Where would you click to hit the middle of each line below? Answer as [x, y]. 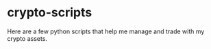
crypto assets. [27, 38]
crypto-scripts [50, 13]
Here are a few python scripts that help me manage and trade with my [106, 31]
